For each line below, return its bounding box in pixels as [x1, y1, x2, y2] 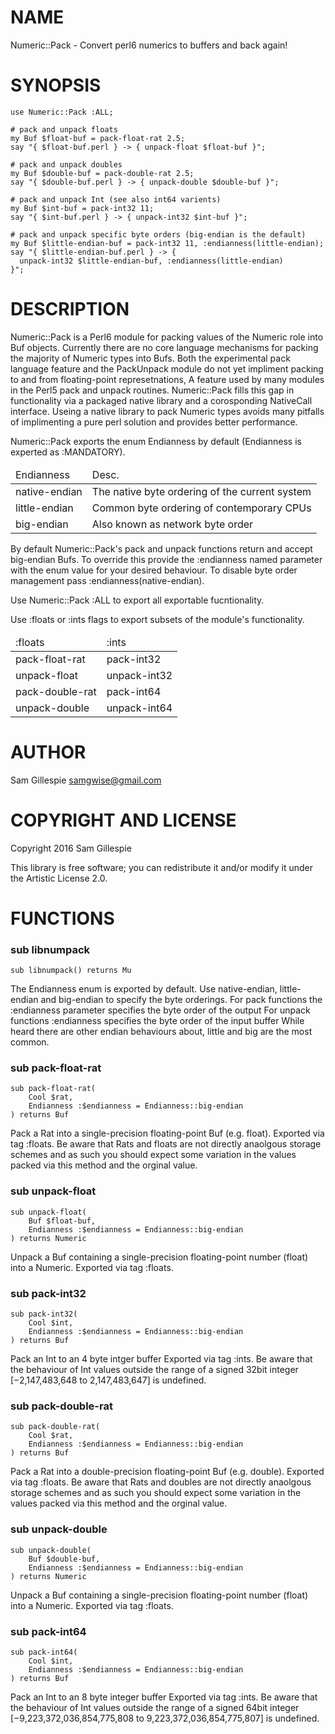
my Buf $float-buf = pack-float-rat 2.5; [10, 133, 186, 143]
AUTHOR [10, 741, 87, 763]
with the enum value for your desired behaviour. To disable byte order [10, 564, 298, 576]
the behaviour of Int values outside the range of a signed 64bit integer [10, 1701, 300, 1713]
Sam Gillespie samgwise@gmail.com [10, 774, 162, 786]
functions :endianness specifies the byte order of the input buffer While [10, 1015, 305, 1027]
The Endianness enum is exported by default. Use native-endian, [10, 983, 278, 995]
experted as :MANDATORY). [10, 446, 126, 458]
